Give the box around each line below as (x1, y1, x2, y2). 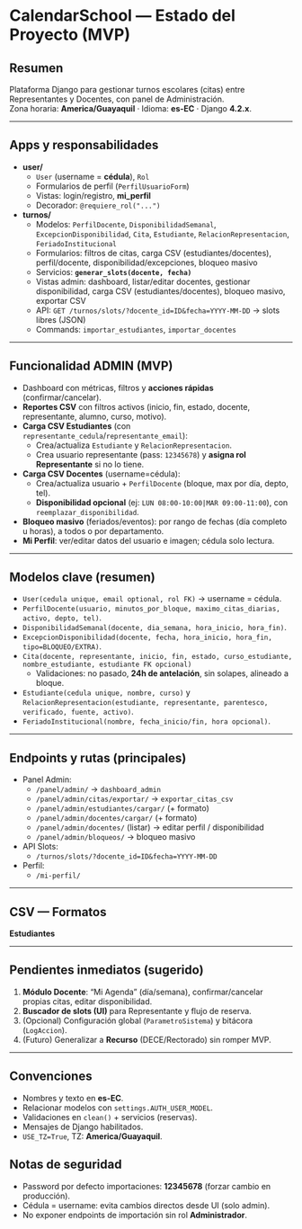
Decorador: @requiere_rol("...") (35, 200, 161, 210)
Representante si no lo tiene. (35, 459, 145, 469)
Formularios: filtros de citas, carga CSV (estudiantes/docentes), (35, 247, 272, 258)
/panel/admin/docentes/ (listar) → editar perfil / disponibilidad (35, 822, 265, 833)
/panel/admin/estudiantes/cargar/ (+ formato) (35, 803, 209, 814)
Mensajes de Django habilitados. (22, 1121, 144, 1132)
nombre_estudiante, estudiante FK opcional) (22, 660, 192, 670)
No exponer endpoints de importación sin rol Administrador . (22, 1209, 248, 1220)
